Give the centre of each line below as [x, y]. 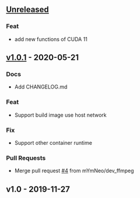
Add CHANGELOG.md [41, 87]
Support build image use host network [60, 115]
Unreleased [28, 10]
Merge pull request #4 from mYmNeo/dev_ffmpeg [74, 171]
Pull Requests [26, 158]
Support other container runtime [53, 142]
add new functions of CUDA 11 [51, 39]
